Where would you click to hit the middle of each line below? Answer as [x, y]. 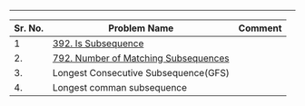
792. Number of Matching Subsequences [141, 58]
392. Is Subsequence [98, 43]
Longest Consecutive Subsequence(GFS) [141, 73]
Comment [260, 28]
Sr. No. [29, 28]
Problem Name [141, 28]
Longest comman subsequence [120, 87]
